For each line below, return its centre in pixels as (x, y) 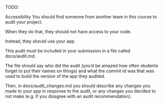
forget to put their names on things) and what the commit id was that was (80, 71)
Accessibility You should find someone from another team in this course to (81, 17)
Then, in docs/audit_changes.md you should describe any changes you (78, 86)
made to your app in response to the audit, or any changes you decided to (81, 91)
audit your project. (24, 22)
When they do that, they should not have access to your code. (68, 31)
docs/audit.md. (20, 56)
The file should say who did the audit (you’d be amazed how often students (82, 66)
